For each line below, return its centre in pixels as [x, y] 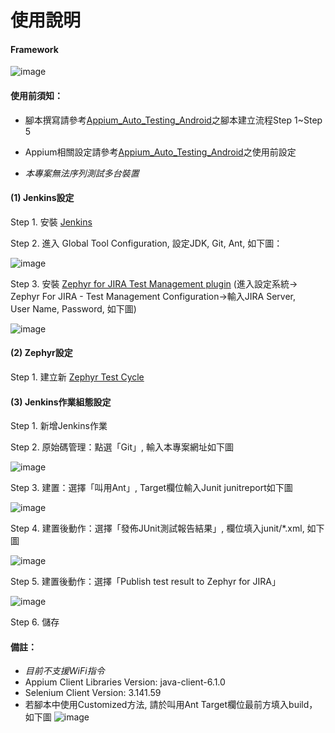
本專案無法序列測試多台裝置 [82, 173]
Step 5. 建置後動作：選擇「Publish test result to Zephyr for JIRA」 [145, 582]
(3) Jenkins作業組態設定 [61, 402]
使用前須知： [36, 95]
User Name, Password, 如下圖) [73, 308]
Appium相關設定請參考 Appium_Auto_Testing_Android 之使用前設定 [160, 152]
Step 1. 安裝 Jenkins [51, 222]
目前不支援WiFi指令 [64, 671]
